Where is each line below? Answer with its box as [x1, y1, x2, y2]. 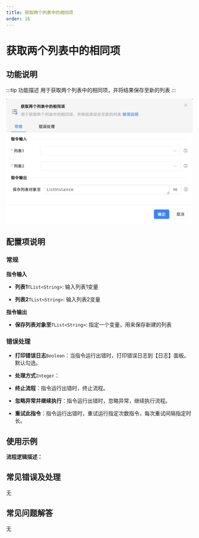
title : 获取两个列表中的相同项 [6, 10, 73, 15]
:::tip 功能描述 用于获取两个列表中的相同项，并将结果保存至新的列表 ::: [6, 86, 176, 93]
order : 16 [6, 15, 31, 22]
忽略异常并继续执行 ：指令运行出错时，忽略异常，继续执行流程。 [14, 397, 171, 404]
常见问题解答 [6, 508, 53, 518]
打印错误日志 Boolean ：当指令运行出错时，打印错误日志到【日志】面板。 [14, 352, 190, 359]
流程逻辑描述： [6, 453, 43, 460]
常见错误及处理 [6, 472, 61, 482]
